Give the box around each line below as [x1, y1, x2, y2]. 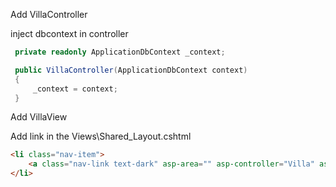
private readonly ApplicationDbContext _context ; [14, 47, 226, 57]
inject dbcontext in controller [10, 28, 129, 39]
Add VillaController [10, 9, 88, 20]
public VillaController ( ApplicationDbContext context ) [14, 65, 248, 75]
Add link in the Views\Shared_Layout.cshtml [10, 130, 192, 143]
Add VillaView [10, 111, 68, 123]
